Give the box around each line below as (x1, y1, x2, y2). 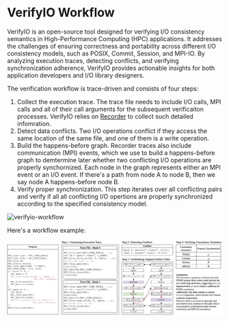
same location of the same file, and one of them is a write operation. (16, 134, 210, 142)
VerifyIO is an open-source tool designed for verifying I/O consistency (7, 27, 205, 36)
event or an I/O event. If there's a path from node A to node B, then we (16, 170, 215, 179)
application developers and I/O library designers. (7, 71, 145, 79)
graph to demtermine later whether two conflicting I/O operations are (16, 156, 212, 164)
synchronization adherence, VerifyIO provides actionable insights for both (7, 64, 215, 72)
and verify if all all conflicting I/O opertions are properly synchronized (16, 192, 213, 200)
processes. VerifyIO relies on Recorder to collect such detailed (16, 112, 193, 121)
